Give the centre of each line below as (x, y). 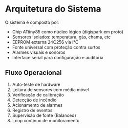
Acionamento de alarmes (37, 105)
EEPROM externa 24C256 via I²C (45, 42)
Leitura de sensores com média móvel (51, 89)
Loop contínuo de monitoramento (46, 120)
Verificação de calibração (38, 95)
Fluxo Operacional (33, 73)
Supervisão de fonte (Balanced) (44, 115)
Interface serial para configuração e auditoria (58, 57)
